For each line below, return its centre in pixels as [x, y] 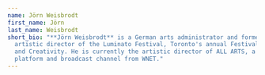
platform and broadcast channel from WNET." [89, 59]
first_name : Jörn [36, 23]
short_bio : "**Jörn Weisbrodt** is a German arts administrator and [123, 37]
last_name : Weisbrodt [43, 30]
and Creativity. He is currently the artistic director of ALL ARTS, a [135, 52]
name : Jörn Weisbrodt [43, 15]
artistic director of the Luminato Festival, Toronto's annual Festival [137, 45]
